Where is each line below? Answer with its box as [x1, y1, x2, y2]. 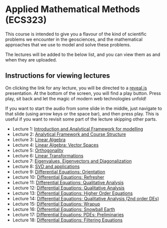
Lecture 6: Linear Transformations [12, 152, 84, 158]
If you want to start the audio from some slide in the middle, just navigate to [5, 105, 162, 111]
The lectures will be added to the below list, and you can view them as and [5, 51, 160, 58]
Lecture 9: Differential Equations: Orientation [12, 168, 105, 175]
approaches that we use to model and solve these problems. [5, 41, 131, 47]
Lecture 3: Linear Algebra [12, 136, 66, 142]
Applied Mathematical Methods [5, 4, 140, 15]
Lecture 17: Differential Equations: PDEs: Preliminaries [12, 211, 124, 217]
